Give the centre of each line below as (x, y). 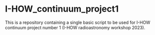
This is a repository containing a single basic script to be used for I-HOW (78, 22)
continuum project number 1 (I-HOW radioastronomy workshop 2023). (75, 27)
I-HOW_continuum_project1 (62, 9)
